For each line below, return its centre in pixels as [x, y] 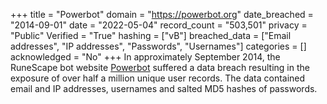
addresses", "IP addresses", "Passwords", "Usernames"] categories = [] [158, 46]
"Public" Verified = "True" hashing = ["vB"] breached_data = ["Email [151, 35]
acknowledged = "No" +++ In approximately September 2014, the [145, 57]
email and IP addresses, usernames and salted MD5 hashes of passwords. [164, 88]
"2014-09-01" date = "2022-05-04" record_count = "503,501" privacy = [159, 25]
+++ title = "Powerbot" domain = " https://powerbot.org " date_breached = [162, 14]
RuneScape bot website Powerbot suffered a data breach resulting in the [160, 67]
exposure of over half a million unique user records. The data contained [158, 78]
